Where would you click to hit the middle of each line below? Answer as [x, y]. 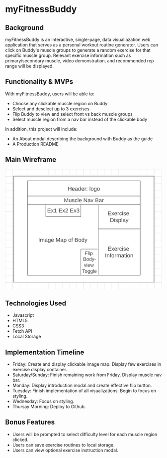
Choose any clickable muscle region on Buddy [60, 103]
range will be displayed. [29, 66]
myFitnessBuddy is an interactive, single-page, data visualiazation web [78, 39]
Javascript [23, 315]
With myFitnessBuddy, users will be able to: [50, 94]
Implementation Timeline [45, 352]
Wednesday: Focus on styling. [43, 401]
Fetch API [22, 331]
